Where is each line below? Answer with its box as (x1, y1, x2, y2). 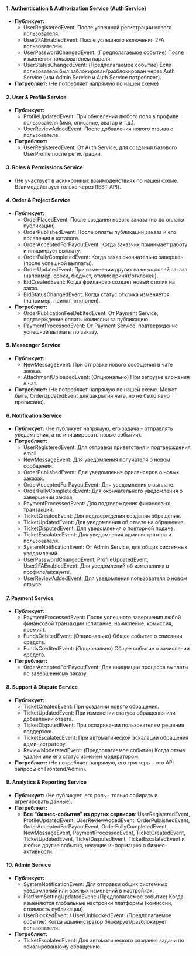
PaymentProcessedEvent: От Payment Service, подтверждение (23, 322, 178, 329)
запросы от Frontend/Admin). (14, 765, 87, 772)
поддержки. (23, 727, 54, 734)
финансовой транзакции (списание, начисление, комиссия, (23, 620, 173, 627)
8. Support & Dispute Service (6, 683, 78, 690)
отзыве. (23, 581, 43, 588)
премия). (23, 626, 46, 633)
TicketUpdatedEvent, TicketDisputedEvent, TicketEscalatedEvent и (23, 835, 185, 843)
